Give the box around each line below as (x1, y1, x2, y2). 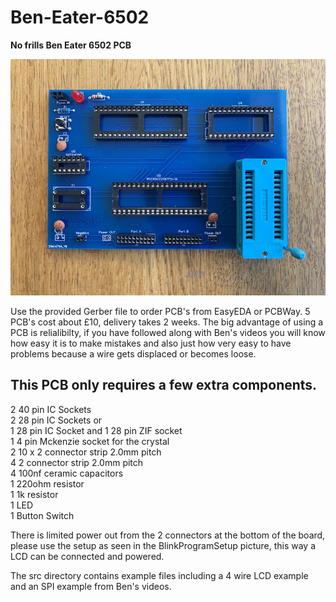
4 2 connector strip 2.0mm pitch (10, 456, 144, 468)
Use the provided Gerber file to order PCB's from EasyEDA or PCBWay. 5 (10, 305, 311, 317)
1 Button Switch (10, 509, 75, 521)
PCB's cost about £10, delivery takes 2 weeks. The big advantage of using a (10, 316, 324, 328)
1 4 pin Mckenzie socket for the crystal (10, 435, 170, 447)
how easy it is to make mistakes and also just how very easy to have (10, 337, 292, 349)
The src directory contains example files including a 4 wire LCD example (10, 569, 309, 581)
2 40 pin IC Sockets (10, 403, 92, 415)
